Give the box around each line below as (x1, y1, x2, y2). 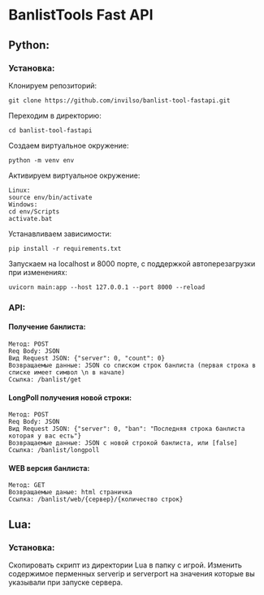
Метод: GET (8, 481, 45, 489)
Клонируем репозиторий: (8, 80, 97, 90)
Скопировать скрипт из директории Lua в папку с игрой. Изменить (8, 560, 242, 570)
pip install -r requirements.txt (8, 244, 122, 252)
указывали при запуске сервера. (8, 578, 123, 588)
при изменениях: (8, 267, 67, 277)
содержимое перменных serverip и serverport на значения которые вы (8, 569, 256, 579)
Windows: (8, 200, 38, 209)
